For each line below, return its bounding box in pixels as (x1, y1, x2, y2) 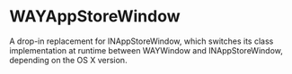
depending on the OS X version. (9, 54, 128, 65)
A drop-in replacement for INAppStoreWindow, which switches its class (9, 36, 274, 46)
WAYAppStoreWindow (9, 6, 181, 27)
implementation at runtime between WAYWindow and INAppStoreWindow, (9, 45, 283, 55)
